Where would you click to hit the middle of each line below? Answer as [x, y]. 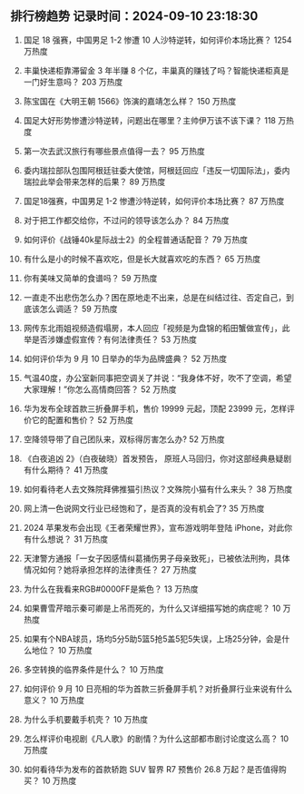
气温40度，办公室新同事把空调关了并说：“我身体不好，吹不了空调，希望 [157, 377]
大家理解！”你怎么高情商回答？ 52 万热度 [100, 389]
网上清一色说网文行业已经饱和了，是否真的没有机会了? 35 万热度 [144, 508]
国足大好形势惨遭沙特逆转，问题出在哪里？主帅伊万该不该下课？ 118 [149, 120]
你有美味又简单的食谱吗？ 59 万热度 [90, 278]
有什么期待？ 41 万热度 [66, 469]
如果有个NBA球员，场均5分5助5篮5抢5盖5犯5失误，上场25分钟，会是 [152, 639]
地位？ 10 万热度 [62, 650]
